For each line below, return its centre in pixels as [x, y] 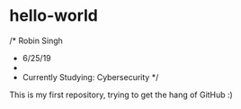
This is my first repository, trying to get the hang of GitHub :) [121, 95]
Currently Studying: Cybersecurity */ [90, 77]
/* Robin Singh [36, 41]
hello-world [54, 16]
